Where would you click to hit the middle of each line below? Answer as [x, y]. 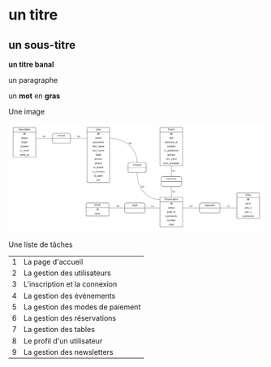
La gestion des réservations [70, 318]
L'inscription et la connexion [71, 284]
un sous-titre [42, 45]
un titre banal [31, 64]
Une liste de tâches [41, 244]
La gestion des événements [70, 296]
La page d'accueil [54, 261]
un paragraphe [33, 80]
